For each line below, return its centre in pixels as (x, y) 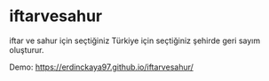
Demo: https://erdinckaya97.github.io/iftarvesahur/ (101, 67)
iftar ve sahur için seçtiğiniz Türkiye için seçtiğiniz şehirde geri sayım (134, 40)
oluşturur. (27, 49)
